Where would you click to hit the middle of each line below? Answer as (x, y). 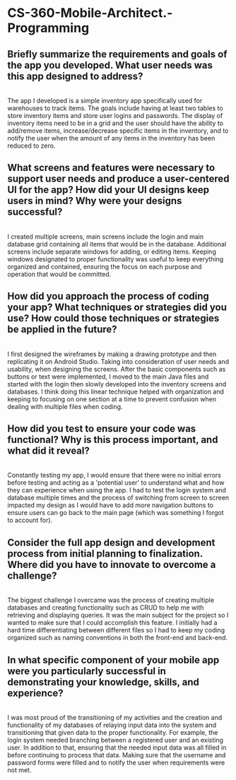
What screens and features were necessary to (111, 168)
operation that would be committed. (59, 274)
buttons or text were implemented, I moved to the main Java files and (108, 377)
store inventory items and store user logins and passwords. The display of (115, 116)
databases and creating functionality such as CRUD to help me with (106, 608)
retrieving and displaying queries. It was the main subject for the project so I (118, 615)
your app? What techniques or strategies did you (117, 308)
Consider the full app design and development (111, 542)
